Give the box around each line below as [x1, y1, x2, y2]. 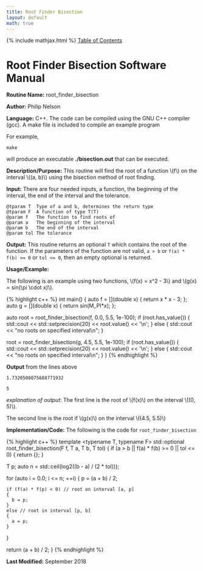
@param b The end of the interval [6, 225, 99, 231]
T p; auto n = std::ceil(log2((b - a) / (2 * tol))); [6, 463, 120, 470]
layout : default [6, 15, 47, 21]
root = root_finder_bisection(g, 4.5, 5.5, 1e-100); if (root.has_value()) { [6, 339, 179, 346]
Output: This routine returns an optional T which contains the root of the [6, 241, 187, 248]
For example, [6, 133, 40, 140]
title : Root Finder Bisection [6, 9, 83, 15]
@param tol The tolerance [6, 230, 72, 237]
